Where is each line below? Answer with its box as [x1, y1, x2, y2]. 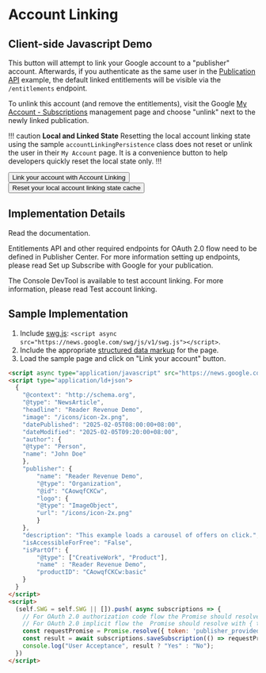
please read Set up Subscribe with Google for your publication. [8, 260, 214, 270]
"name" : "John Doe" [22, 450, 87, 458]
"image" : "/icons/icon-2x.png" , [22, 413, 129, 421]
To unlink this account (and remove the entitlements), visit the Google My [8, 99, 247, 108]
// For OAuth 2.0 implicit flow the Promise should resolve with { [22, 620, 253, 628]
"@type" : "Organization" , [36, 479, 123, 487]
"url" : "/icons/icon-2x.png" [36, 510, 133, 517]
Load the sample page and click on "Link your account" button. [19, 353, 226, 363]
